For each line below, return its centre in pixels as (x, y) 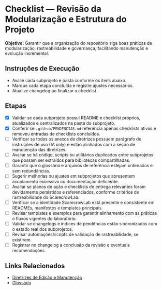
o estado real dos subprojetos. (42, 229)
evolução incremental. (27, 53)
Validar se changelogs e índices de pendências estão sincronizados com (84, 224)
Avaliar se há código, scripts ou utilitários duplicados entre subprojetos (83, 154)
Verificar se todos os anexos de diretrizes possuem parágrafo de (77, 139)
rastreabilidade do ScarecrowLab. (46, 197)
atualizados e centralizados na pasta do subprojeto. (64, 123)
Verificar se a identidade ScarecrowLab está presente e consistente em (83, 202)
